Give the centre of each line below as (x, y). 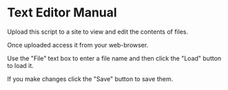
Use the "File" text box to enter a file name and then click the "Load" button (114, 58)
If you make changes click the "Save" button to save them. (90, 79)
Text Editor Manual (62, 13)
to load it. (21, 65)
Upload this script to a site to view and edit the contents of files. (97, 32)
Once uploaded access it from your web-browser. (78, 45)
